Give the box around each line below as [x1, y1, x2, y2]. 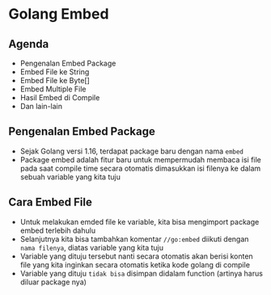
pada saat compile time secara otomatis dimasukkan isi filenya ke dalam [19, 163, 261, 173]
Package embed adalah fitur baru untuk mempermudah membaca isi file [19, 154, 261, 164]
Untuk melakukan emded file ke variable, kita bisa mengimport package [19, 217, 260, 226]
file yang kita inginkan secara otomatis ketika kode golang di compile [19, 259, 251, 269]
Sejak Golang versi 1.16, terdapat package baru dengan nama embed [19, 146, 244, 156]
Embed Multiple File [19, 84, 87, 94]
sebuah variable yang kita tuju [19, 171, 121, 182]
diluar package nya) [19, 276, 87, 287]
